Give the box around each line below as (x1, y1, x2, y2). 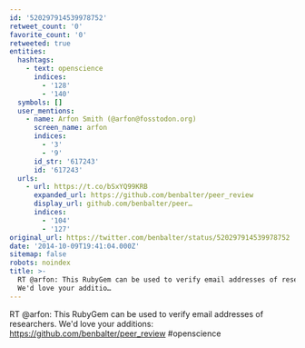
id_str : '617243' (33, 156, 100, 166)
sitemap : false (9, 250, 67, 259)
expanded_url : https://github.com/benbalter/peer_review (33, 191, 254, 200)
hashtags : (17, 55, 54, 65)
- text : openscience (25, 65, 103, 74)
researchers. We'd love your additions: (9, 318, 154, 329)
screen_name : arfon (33, 124, 107, 133)
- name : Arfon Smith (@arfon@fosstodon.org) (25, 114, 197, 124)
